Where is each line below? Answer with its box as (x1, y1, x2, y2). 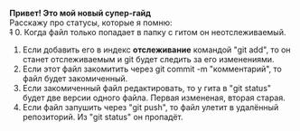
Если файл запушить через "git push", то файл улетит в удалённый (22, 102, 279, 112)
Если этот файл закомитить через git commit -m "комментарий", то (22, 63, 283, 74)
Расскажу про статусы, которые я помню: (9, 17, 173, 28)
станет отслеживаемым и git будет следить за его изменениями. (22, 54, 275, 64)
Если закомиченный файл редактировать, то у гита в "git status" (22, 83, 272, 93)
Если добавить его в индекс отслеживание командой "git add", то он (22, 44, 291, 55)
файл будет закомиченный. (22, 73, 128, 84)
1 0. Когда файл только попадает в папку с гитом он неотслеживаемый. (9, 27, 286, 37)
